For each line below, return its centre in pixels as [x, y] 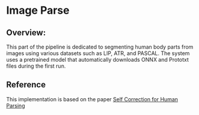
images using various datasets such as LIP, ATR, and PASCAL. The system [98, 53]
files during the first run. [36, 66]
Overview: [26, 33]
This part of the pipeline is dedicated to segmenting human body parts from [100, 47]
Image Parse [38, 10]
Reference [26, 85]
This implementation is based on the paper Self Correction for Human [92, 99]
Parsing [16, 105]
